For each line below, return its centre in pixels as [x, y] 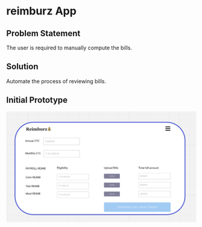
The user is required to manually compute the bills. [69, 48]
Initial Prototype [37, 100]
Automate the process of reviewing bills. [56, 81]
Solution [22, 67]
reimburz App [41, 11]
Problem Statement [43, 33]
